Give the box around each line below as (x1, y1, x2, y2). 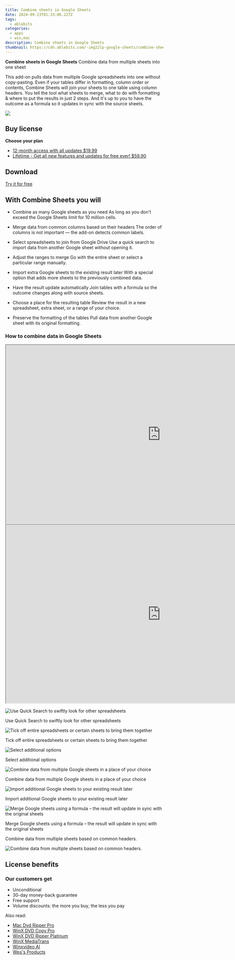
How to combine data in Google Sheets (5, 332, 102, 339)
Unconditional (12, 887, 42, 893)
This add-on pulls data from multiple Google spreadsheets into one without (5, 74, 161, 80)
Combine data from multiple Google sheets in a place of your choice (5, 776, 147, 782)
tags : (5, 17, 17, 22)
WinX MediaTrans (12, 938, 49, 944)
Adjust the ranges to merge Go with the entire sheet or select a (12, 254, 143, 260)
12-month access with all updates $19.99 (12, 148, 97, 154)
